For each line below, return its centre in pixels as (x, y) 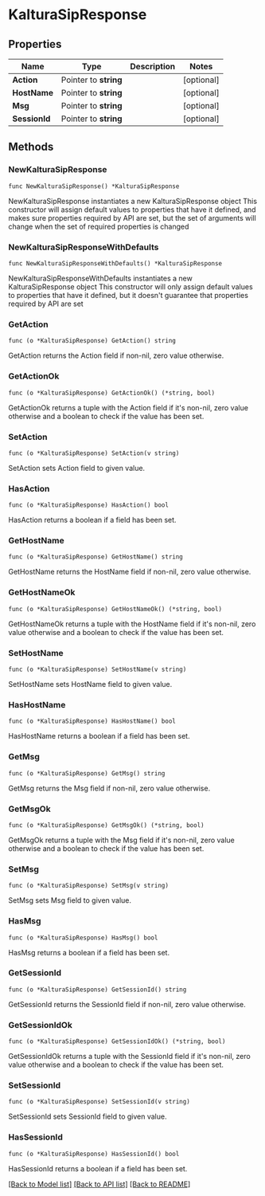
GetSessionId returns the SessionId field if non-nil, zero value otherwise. (127, 1004)
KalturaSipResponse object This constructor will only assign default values (131, 286)
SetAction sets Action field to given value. (77, 468)
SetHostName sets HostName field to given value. (90, 684)
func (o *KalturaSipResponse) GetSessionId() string (97, 990)
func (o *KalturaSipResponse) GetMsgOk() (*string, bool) (106, 825)
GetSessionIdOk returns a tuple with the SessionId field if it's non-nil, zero (129, 1057)
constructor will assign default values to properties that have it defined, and (132, 210)
